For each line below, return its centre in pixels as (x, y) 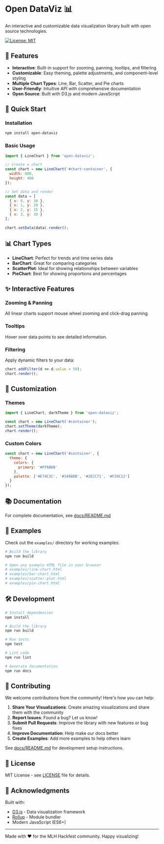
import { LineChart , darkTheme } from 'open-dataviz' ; (62, 413)
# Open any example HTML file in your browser (53, 565)
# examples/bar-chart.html (32, 574)
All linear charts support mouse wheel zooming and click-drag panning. (77, 314)
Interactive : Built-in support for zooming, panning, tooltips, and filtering (84, 68)
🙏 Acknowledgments (37, 790)
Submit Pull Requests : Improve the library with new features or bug (80, 723)
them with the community (38, 712)
